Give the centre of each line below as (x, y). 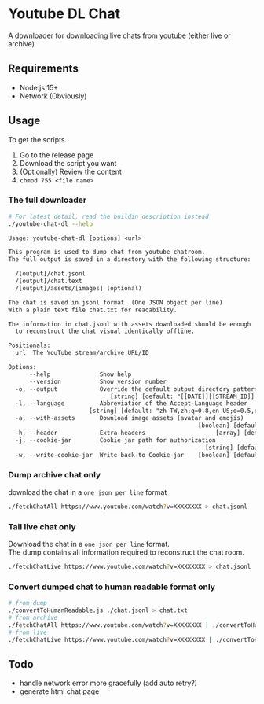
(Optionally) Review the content (70, 171)
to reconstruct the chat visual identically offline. (105, 331)
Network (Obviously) (53, 96)
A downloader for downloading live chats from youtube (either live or (119, 35)
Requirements (43, 69)
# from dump (27, 603)
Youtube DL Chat (64, 14)
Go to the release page (57, 155)
